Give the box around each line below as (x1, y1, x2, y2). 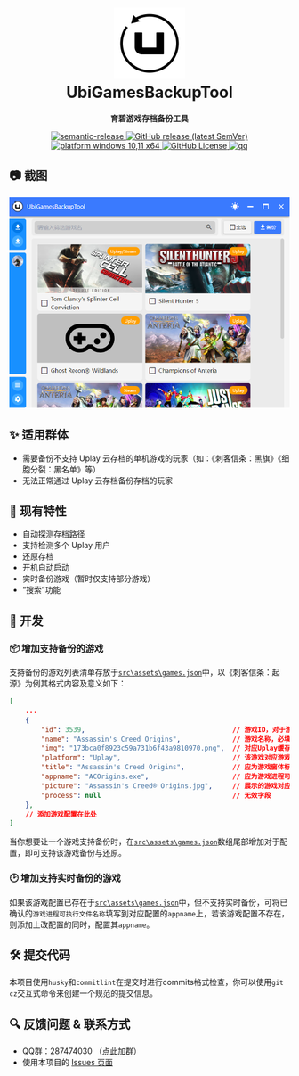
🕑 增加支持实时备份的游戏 (9, 872, 122, 884)
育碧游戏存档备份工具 (110, 112, 189, 123)
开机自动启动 (21, 563, 69, 573)
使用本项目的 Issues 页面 (21, 1057, 114, 1068)
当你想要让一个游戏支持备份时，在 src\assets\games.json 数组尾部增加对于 (9, 836, 280, 847)
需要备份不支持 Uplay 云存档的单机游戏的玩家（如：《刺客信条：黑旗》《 (21, 453, 282, 464)
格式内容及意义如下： (47, 678, 126, 689)
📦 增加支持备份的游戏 (9, 642, 104, 654)
